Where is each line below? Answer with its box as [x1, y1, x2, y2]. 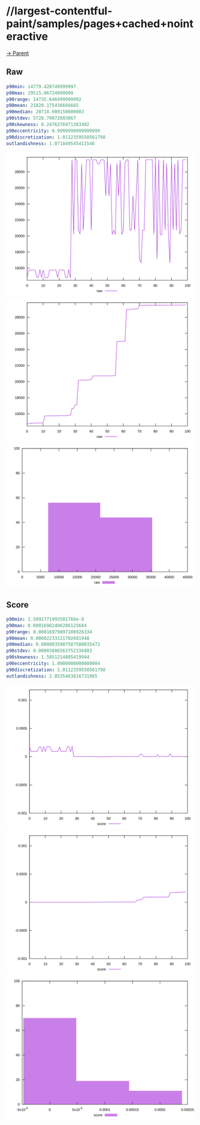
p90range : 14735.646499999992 [6, 96, 82, 103]
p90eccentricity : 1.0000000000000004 [6, 661, 101, 667]
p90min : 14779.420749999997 [6, 83, 77, 89]
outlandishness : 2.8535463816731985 [6, 673, 98, 679]
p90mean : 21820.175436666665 [6, 103, 79, 109]
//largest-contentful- [6, 4, 113, 18]
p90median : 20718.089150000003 [6, 109, 84, 115]
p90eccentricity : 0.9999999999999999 [6, 128, 101, 134]
